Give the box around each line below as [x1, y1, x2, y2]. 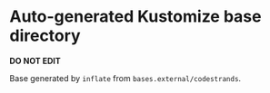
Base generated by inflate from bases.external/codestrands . [9, 72, 242, 83]
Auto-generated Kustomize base [9, 6, 262, 27]
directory [9, 25, 81, 46]
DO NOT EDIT [9, 55, 61, 66]
